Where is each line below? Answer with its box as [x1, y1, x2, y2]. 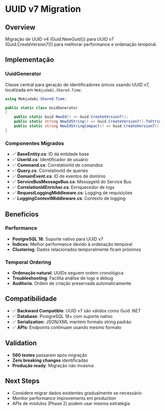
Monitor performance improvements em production [12, 395, 116, 401]
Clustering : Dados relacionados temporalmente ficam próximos [12, 246, 141, 252]
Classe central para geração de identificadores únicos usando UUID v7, [5, 81, 150, 87]
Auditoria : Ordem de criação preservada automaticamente [12, 280, 132, 286]
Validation [5, 339, 37, 347]
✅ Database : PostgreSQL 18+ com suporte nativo [12, 313, 113, 319]
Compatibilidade [5, 295, 57, 303]
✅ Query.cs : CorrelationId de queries [12, 168, 88, 173]
